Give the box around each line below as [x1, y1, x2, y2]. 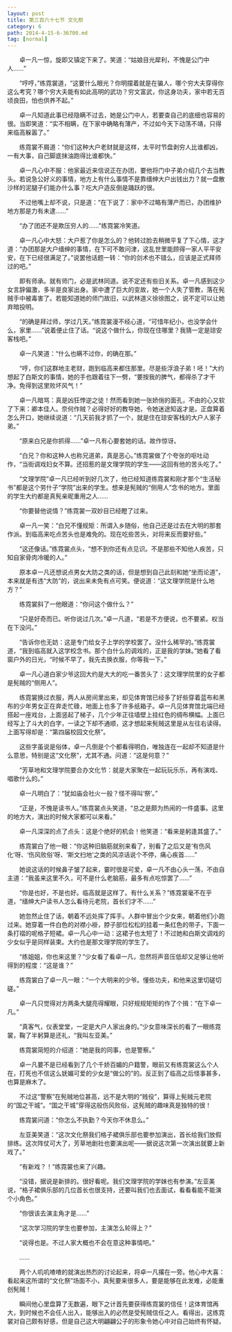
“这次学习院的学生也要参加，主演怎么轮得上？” [19, 1224, 152, 1232]
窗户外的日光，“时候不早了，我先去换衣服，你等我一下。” [7, 655, 167, 664]
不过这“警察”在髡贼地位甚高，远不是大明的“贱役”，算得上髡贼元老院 [19, 1093, 212, 1101]
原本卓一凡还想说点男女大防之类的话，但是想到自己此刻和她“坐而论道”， [19, 568, 224, 576]
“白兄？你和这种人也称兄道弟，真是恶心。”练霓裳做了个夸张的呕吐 [19, 451, 204, 460]
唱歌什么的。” [7, 775, 43, 783]
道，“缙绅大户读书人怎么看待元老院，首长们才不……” [7, 897, 156, 906]
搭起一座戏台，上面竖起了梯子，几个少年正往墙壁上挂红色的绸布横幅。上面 [7, 711, 219, 719]
